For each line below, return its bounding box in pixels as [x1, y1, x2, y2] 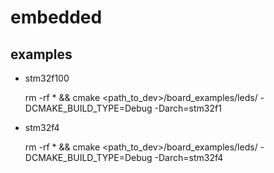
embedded [10, 6, 103, 29]
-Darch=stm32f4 [154, 152, 224, 163]
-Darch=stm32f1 [154, 102, 222, 114]
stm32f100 [24, 72, 70, 84]
